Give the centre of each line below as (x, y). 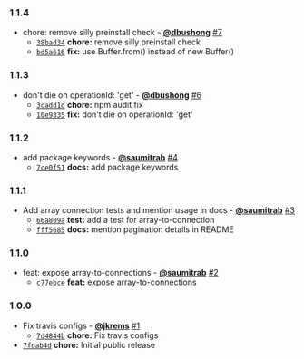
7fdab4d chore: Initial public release (89, 344)
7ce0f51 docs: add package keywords (107, 167)
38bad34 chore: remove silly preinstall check (118, 42)
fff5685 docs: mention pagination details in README (135, 229)
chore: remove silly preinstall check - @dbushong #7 (122, 33)
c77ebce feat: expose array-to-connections (116, 282)
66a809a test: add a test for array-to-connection (125, 220)
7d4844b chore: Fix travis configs (97, 335)
